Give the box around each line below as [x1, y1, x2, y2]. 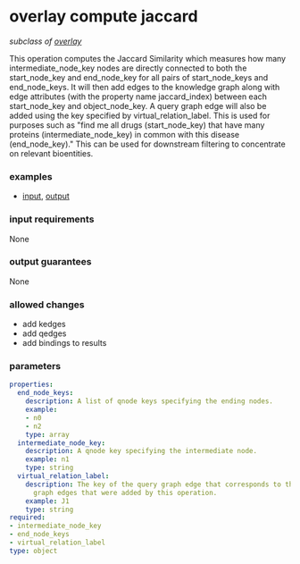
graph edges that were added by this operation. [32, 488, 218, 497]
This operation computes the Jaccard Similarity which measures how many [9, 53, 287, 63]
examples [9, 170, 53, 182]
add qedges [21, 328, 67, 339]
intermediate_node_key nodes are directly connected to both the [9, 63, 247, 73]
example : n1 [25, 455, 70, 464]
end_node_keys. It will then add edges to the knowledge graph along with [9, 81, 280, 92]
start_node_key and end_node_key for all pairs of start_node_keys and [9, 72, 269, 82]
